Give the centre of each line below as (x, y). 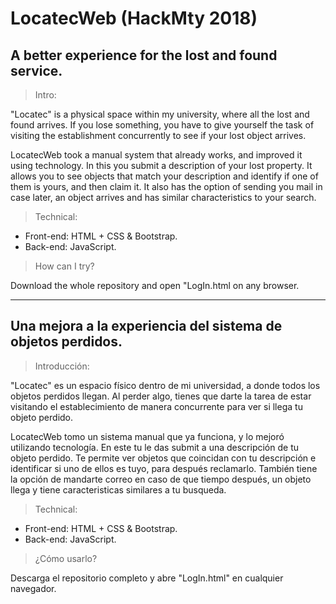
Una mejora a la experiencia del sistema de (146, 326)
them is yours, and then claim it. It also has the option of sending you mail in (166, 186)
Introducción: (62, 366)
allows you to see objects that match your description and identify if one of (164, 176)
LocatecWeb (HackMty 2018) (134, 18)
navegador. (33, 588)
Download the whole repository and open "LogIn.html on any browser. (155, 285)
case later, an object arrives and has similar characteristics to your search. (163, 197)
